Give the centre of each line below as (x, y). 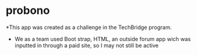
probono (28, 11)
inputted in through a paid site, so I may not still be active (87, 45)
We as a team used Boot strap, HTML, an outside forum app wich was (102, 39)
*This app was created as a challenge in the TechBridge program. (89, 27)
